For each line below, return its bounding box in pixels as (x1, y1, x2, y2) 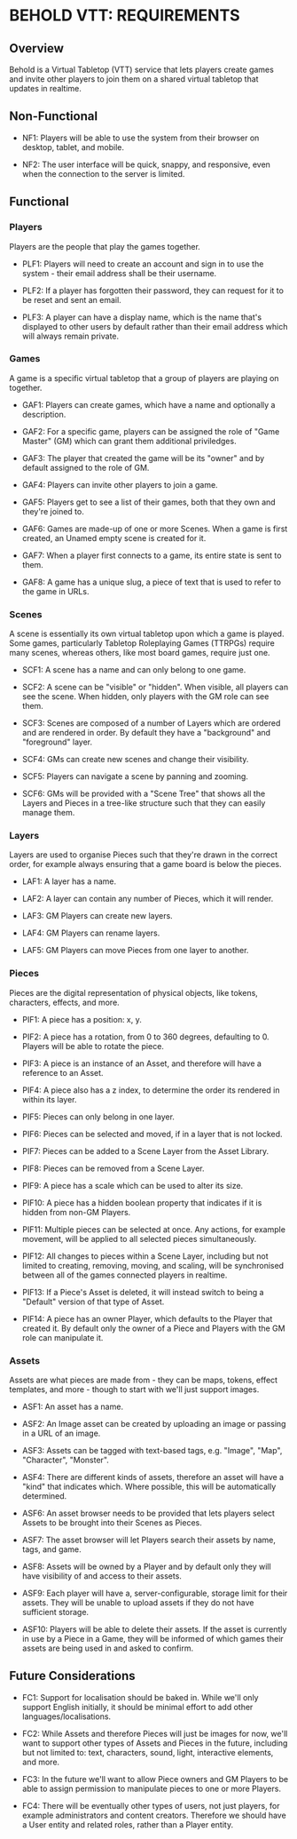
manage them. (21, 808, 75, 818)
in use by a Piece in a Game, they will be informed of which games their (21, 1633, 284, 1644)
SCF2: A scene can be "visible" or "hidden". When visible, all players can (21, 681, 289, 693)
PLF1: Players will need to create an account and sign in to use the (21, 259, 264, 269)
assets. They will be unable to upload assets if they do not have (21, 1596, 254, 1608)
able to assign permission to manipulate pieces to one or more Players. (21, 1783, 282, 1794)
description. (21, 409, 66, 419)
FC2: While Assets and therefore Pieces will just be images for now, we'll (21, 1728, 288, 1739)
